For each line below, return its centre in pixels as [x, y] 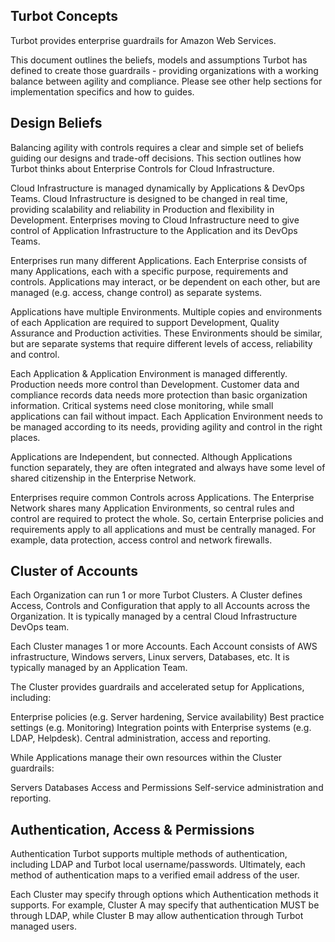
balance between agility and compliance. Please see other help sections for [166, 81]
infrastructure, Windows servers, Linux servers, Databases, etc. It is [150, 657]
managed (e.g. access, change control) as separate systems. [136, 292]
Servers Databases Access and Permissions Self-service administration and [167, 788]
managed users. [44, 926]
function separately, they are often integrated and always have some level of [168, 467]
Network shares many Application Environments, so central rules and [152, 508]
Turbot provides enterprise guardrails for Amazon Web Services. [143, 40]
